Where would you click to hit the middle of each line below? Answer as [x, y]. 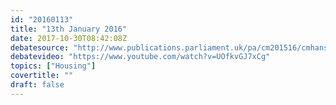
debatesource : [40, 47]
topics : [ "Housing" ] [53, 66]
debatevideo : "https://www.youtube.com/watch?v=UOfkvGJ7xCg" [140, 57]
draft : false [37, 85]
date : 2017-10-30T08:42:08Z [69, 38]
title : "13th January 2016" [69, 29]
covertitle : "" [42, 76]
